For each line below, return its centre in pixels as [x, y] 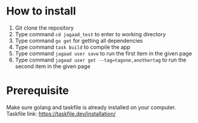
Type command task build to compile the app [73, 47]
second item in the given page [53, 66]
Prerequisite [38, 91]
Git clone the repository [44, 28]
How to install [41, 11]
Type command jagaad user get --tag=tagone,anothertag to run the [101, 60]
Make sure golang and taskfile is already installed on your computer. [91, 107]
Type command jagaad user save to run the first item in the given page [103, 53]
